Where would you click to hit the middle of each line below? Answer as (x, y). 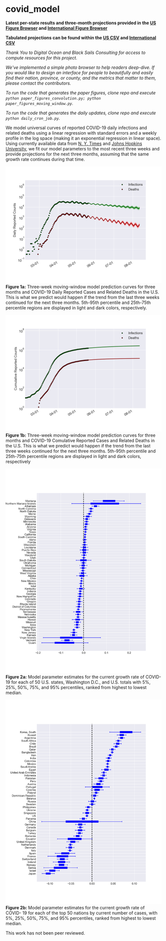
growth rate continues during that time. (45, 159)
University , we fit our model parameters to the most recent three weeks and (83, 149)
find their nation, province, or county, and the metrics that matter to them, (81, 78)
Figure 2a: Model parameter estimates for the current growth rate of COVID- (83, 677)
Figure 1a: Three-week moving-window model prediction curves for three (81, 287)
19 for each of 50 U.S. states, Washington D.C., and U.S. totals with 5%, (78, 682)
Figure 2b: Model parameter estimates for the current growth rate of (75, 908)
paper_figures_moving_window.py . (40, 103)
